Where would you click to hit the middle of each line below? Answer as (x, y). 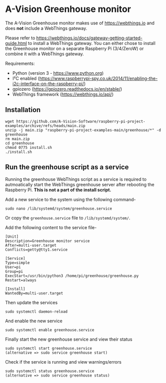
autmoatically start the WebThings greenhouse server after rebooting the (80, 184)
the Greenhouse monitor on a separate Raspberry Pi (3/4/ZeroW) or (75, 48)
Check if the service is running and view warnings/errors (63, 362)
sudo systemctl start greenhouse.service (49, 348)
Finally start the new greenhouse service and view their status (69, 339)
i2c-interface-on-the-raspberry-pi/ (48, 84)
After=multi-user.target (31, 245)
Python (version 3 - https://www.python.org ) (58, 73)
